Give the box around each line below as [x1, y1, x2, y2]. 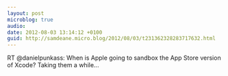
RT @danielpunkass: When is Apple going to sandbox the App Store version [7, 54, 221, 62]
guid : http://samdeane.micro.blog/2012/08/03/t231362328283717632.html [7, 35, 216, 42]
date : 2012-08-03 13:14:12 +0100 [7, 28, 103, 36]
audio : [7, 22, 26, 29]
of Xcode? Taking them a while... [7, 61, 99, 69]
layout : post [7, 9, 45, 17]
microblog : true [7, 16, 53, 23]
